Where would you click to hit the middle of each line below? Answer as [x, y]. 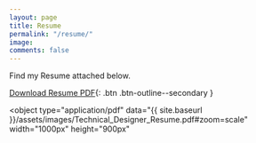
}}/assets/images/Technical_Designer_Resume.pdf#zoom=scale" [129, 120]
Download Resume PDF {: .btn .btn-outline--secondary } [112, 93]
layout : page [33, 17]
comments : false [39, 51]
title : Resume [36, 26]
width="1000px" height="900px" [70, 129]
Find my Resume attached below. [70, 75]
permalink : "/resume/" [51, 34]
